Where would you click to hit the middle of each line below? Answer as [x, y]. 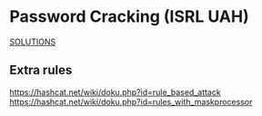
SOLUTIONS [33, 42]
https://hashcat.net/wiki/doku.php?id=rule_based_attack [115, 92]
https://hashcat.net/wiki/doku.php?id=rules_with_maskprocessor [131, 101]
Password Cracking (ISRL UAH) [129, 17]
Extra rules [41, 70]
